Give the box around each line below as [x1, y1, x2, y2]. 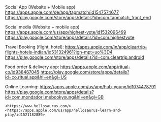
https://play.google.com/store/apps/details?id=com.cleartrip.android [5, 54, 144, 60]
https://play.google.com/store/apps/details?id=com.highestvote [5, 34, 134, 40]
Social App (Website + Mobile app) [5, 4, 76, 10]
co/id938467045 [5, 69, 40, 75]
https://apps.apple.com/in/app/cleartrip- [64, 44, 147, 49]
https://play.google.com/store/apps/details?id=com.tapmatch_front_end [5, 15, 151, 20]
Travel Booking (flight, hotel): [5, 44, 64, 49]
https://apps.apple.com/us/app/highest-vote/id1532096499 [5, 29, 127, 35]
